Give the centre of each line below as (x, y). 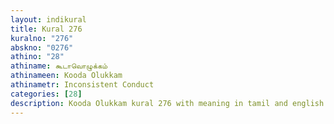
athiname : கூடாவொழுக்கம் (59, 66)
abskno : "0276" (42, 47)
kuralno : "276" (42, 38)
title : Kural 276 (46, 29)
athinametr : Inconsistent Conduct (82, 85)
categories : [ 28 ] (46, 94)
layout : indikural (48, 19)
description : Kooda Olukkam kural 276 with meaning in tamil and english (167, 103)
